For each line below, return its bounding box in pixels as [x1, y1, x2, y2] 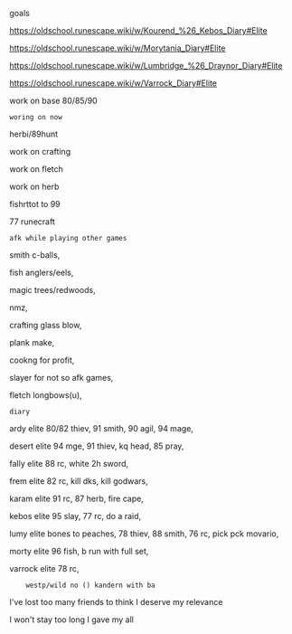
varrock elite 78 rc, [9, 563, 80, 573]
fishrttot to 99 [9, 199, 61, 209]
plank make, [9, 337, 55, 347]
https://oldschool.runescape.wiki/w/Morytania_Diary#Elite [9, 43, 226, 53]
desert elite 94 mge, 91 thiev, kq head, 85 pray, [9, 440, 184, 451]
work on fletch [9, 164, 63, 175]
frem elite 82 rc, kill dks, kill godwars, [9, 476, 148, 487]
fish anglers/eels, [9, 267, 74, 278]
